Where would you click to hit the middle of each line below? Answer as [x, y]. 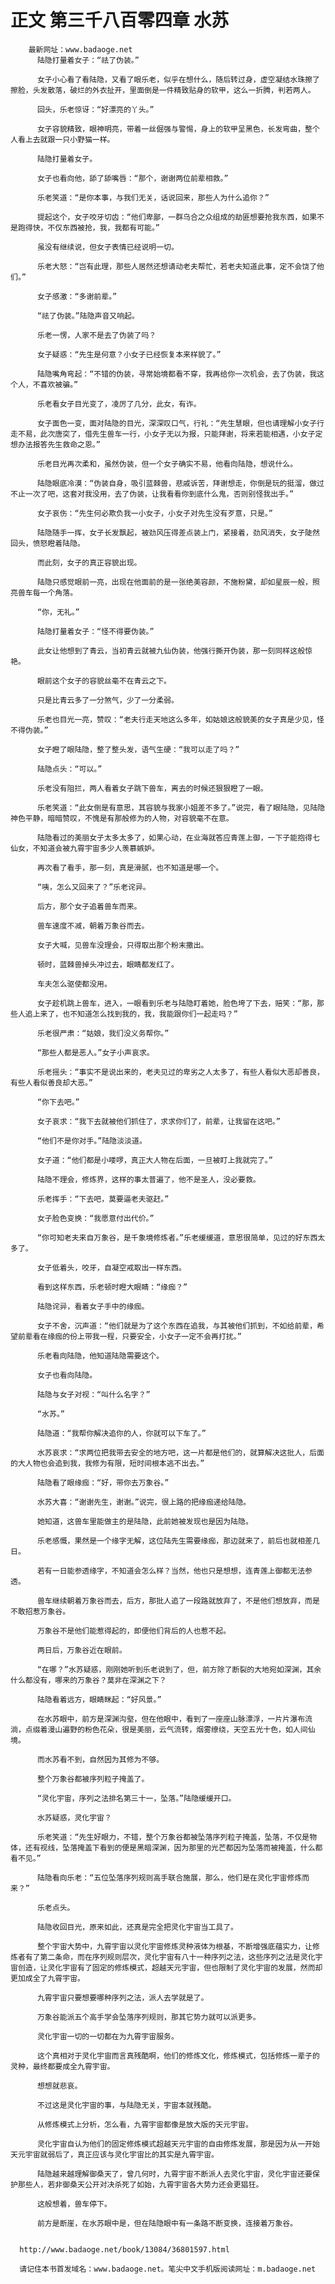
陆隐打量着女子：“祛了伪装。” [88, 60]
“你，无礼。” [58, 612]
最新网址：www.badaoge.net [80, 49]
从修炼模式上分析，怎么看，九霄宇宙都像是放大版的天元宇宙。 [144, 2124]
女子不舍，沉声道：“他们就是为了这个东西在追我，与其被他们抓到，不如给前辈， [177, 1326]
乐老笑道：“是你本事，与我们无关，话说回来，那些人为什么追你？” [153, 197]
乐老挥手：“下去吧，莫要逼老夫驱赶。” [103, 1199]
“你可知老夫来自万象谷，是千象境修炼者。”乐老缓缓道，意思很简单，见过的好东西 [177, 1237]
